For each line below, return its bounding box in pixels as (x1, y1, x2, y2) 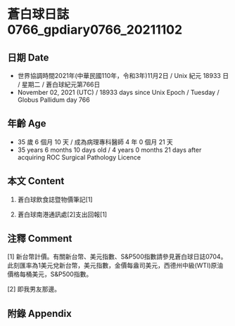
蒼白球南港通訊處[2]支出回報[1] (17, 210, 108, 219)
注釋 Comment (7, 233, 72, 244)
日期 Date (7, 51, 49, 63)
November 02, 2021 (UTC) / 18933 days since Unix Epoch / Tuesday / (17, 89, 220, 96)
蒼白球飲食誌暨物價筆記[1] (17, 195, 93, 204)
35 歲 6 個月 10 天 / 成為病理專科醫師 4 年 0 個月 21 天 (17, 138, 174, 146)
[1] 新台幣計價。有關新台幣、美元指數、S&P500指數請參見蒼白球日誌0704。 (7, 252, 227, 261)
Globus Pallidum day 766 (17, 96, 90, 104)
